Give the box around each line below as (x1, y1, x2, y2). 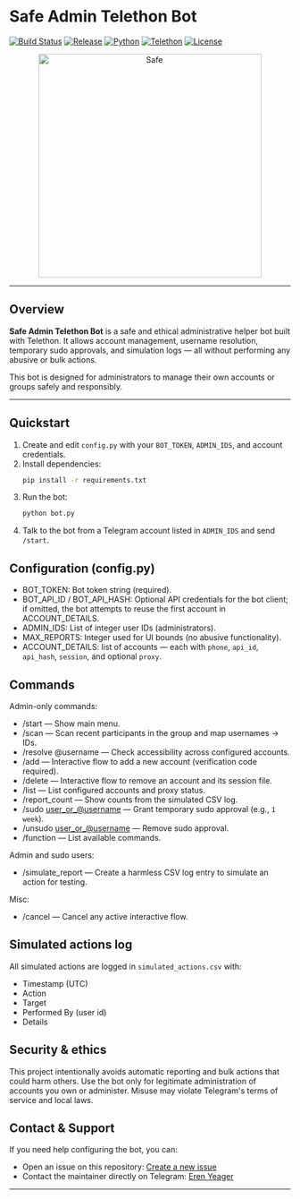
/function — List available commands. (21, 832, 162, 843)
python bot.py (21, 509, 75, 518)
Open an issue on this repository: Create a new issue (21, 1161, 217, 1172)
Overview (9, 302, 65, 317)
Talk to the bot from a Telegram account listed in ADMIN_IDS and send (21, 526, 275, 536)
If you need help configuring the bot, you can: (9, 1144, 179, 1155)
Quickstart (9, 415, 71, 431)
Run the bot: (21, 492, 68, 502)
